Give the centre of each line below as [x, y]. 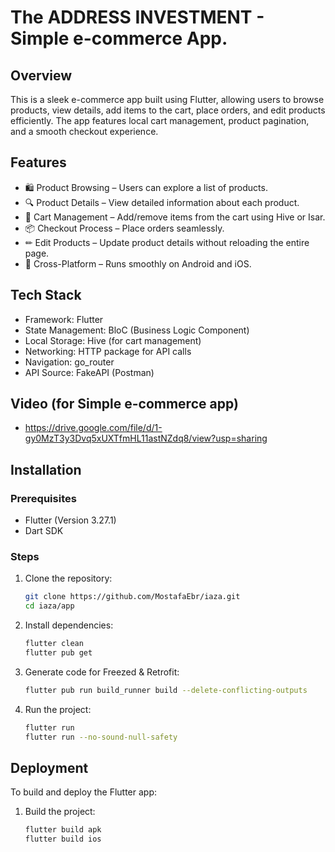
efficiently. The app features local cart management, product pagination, [160, 120]
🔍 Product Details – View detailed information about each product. [162, 202]
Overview [41, 75]
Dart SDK [44, 531]
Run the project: [58, 709]
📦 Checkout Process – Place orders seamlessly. [124, 228]
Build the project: [60, 812]
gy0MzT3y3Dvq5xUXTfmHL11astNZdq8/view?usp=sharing [146, 438]
